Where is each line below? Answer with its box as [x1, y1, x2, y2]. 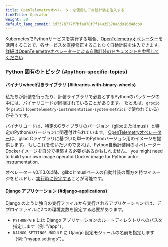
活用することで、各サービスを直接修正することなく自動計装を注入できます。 [5, 42, 163, 48]
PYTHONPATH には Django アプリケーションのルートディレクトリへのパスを [12, 217, 163, 223]
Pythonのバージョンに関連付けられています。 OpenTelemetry [14, 129, 140, 135]
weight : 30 [5, 17, 28, 22]
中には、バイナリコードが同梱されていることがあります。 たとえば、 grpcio [5, 100, 160, 106]
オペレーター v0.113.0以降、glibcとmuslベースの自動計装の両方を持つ [5, 169, 148, 175]
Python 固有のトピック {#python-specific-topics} [5, 68, 128, 75]
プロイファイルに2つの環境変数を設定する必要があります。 [5, 206, 126, 212]
